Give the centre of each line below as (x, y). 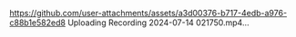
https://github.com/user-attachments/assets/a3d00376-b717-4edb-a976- (148, 13)
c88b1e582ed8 (38, 23)
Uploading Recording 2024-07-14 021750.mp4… (158, 23)
